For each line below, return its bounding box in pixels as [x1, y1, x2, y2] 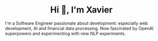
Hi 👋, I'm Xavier [50, 4, 113, 15]
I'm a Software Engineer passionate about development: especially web [5, 20, 148, 26]
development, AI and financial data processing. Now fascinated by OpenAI [5, 25, 154, 31]
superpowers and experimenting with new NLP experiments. [5, 30, 126, 36]
